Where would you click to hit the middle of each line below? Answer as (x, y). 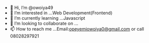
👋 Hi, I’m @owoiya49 (32, 8)
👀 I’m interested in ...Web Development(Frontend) (61, 13)
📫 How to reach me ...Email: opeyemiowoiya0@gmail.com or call (77, 29)
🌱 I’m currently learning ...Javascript (48, 18)
